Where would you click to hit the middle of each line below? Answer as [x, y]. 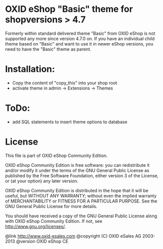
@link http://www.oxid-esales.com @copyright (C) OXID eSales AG [73, 236]
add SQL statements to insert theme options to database [70, 122]
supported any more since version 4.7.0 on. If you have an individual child [80, 39]
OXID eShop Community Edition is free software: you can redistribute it [77, 165]
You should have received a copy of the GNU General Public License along [81, 216]
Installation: [30, 69]
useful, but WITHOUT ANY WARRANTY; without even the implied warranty [81, 196]
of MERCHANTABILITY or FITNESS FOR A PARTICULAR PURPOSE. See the [81, 201]
